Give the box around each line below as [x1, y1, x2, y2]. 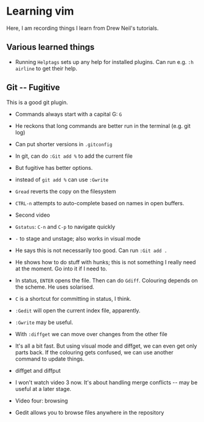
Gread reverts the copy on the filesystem [15, 188, 117, 195]
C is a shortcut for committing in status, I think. [15, 295, 132, 302]
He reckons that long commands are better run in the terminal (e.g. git [15, 122, 191, 129]
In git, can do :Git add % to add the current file [15, 152, 133, 160]
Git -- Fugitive [6, 82, 60, 93]
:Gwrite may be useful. [15, 318, 73, 326]
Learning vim [6, 4, 74, 18]
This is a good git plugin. [6, 99, 68, 106]
